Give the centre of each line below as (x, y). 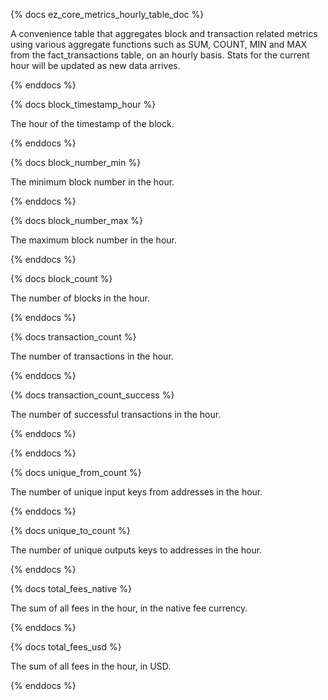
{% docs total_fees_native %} (71, 588)
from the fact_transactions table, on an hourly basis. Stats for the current (160, 55)
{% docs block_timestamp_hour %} (83, 104)
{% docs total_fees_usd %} (66, 647)
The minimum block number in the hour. (92, 182)
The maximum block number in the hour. (93, 240)
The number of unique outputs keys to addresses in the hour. (136, 550)
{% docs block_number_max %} (76, 220)
